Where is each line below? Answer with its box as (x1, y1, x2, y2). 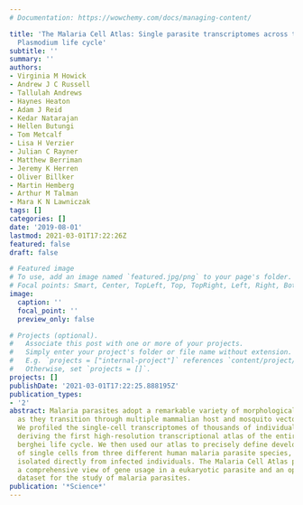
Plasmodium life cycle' (17, 38, 106, 47)
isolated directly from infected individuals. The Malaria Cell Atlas (17, 457, 289, 466)
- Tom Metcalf (9, 130, 63, 140)
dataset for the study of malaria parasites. (17, 473, 192, 483)
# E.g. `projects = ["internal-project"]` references (9, 356, 224, 366)
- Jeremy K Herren (9, 164, 78, 173)
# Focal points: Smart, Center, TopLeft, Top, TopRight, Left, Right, (9, 281, 280, 290)
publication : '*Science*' (9, 482, 106, 491)
